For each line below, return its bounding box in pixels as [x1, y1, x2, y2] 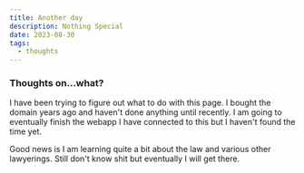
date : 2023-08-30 [9, 30, 75, 39]
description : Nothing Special [9, 22, 124, 31]
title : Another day [9, 13, 83, 23]
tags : [9, 38, 30, 48]
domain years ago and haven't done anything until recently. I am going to [9, 107, 283, 118]
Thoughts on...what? [9, 77, 104, 90]
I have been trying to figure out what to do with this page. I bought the [9, 97, 271, 109]
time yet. [9, 126, 43, 137]
